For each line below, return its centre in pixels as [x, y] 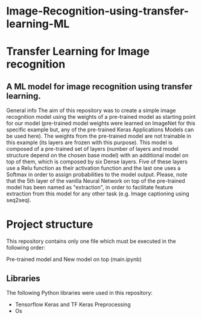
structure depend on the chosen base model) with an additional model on [97, 156]
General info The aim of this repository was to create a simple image [91, 110]
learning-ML [38, 24]
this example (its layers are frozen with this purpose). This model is [90, 142]
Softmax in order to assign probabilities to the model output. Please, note [97, 175]
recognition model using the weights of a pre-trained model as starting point [101, 117]
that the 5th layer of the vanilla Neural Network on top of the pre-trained [96, 181]
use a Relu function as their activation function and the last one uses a [93, 168]
